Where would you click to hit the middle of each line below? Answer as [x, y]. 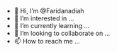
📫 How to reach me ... [47, 41]
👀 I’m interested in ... [44, 18]
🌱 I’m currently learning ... [52, 26]
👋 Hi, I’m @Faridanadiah [49, 11]
